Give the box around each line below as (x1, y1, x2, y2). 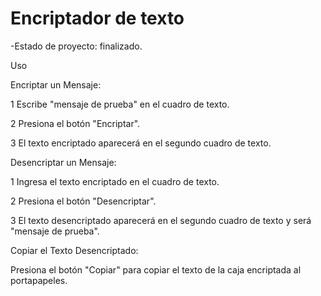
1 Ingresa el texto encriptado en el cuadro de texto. (10, 175, 220, 187)
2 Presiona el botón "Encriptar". (10, 117, 141, 129)
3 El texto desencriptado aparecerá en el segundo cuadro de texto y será (10, 214, 312, 226)
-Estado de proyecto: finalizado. (10, 40, 143, 52)
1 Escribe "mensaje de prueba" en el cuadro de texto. (10, 98, 230, 110)
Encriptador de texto (10, 7, 185, 30)
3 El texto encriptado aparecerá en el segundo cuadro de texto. (10, 137, 272, 149)
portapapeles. (10, 274, 68, 286)
